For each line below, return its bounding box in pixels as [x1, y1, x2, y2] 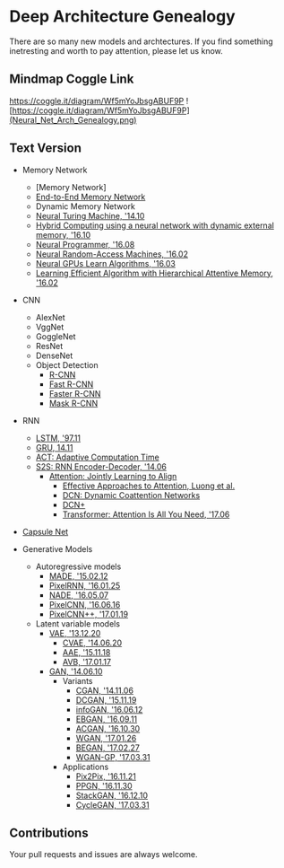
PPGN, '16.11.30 [75, 780, 133, 791]
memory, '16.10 [35, 229, 91, 240]
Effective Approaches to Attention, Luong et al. [62, 480, 236, 491]
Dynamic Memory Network [35, 200, 136, 212]
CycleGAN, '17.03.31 [75, 799, 150, 810]
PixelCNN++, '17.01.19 [48, 609, 128, 619]
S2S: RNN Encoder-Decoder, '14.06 [35, 460, 168, 472]
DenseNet [35, 350, 73, 361]
